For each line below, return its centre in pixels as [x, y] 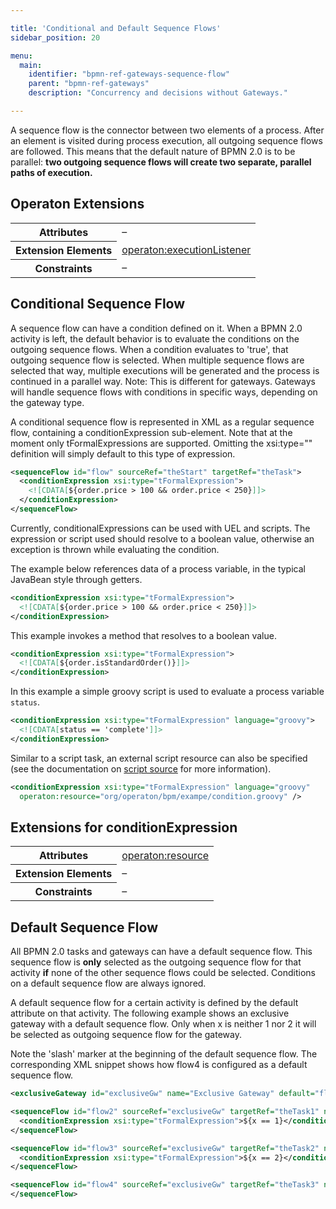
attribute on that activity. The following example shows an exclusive [150, 1013]
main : [31, 65]
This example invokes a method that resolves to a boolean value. [143, 635]
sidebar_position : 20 [55, 37]
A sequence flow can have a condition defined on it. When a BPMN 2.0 [156, 328]
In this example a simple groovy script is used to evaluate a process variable [167, 692]
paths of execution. [51, 172]
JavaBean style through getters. [76, 579]
